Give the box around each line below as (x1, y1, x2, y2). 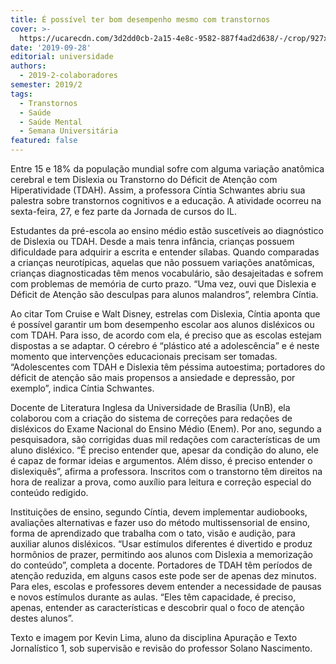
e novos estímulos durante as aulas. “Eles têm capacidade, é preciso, (10, 591, 297, 603)
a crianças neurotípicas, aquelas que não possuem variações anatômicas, (10, 257, 315, 268)
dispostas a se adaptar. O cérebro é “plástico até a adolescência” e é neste (10, 340, 320, 351)
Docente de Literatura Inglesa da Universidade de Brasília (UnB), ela (10, 402, 291, 413)
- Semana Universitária (19, 126, 118, 136)
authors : (10, 61, 47, 71)
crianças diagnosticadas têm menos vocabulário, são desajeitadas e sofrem (10, 267, 324, 279)
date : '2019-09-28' (10, 42, 92, 53)
